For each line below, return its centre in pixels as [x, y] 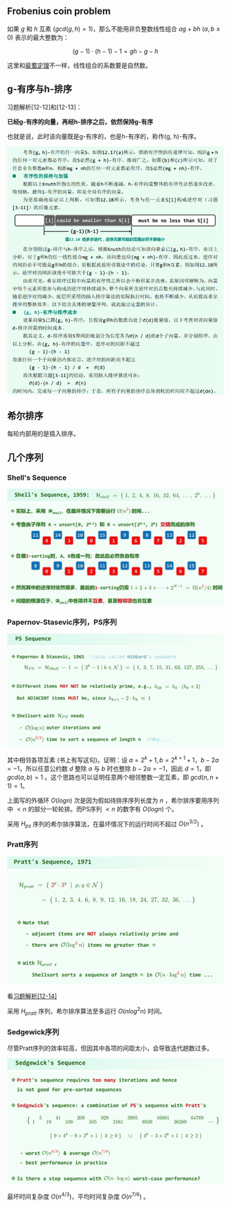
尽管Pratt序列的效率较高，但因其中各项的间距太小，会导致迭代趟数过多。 [110, 1048]
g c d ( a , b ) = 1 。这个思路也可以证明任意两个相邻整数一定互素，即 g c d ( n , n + [113, 777]
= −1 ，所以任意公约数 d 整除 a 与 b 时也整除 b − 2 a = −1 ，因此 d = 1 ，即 [109, 768]
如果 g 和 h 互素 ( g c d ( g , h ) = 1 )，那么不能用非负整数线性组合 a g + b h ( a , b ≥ [114, 29]
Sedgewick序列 [33, 1032]
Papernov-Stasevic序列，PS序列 [62, 622]
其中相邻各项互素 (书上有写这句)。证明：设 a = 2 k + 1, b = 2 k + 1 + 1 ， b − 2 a [113, 759]
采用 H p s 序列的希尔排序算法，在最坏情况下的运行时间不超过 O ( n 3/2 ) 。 [107, 824]
